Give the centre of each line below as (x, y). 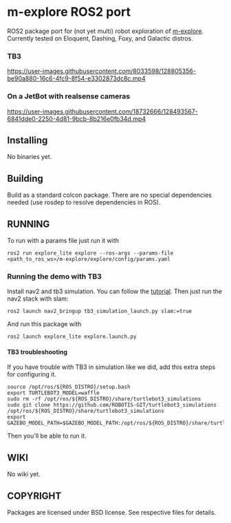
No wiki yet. (24, 474)
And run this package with (44, 324)
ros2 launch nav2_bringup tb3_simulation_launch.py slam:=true (100, 311)
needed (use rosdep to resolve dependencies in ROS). (84, 202)
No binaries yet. (30, 157)
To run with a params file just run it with (63, 240)
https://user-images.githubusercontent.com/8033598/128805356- (101, 71)
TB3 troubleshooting (37, 352)
